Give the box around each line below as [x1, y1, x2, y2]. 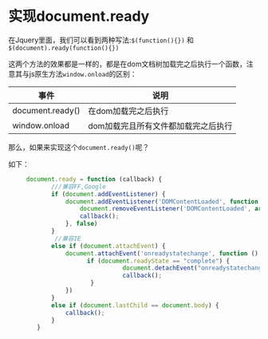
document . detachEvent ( [122, 264, 198, 272]
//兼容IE [54, 235, 81, 242]
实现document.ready [8, 7, 150, 26]
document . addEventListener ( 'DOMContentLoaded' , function [65, 197, 259, 206]
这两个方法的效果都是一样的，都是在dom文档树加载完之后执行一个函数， [8, 59, 247, 69]
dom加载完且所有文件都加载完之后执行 [87, 120, 233, 132]
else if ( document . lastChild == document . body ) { [50, 301, 219, 309]
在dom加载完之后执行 [87, 105, 169, 116]
